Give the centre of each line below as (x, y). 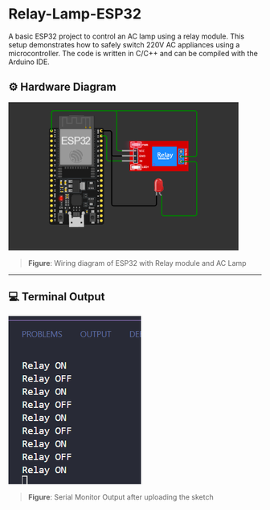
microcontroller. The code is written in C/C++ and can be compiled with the (133, 53)
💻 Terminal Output (57, 297)
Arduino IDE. (29, 62)
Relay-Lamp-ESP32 (75, 14)
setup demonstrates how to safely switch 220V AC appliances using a (124, 44)
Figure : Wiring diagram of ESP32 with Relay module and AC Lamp (137, 263)
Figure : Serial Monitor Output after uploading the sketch (121, 497)
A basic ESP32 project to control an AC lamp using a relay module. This (127, 36)
